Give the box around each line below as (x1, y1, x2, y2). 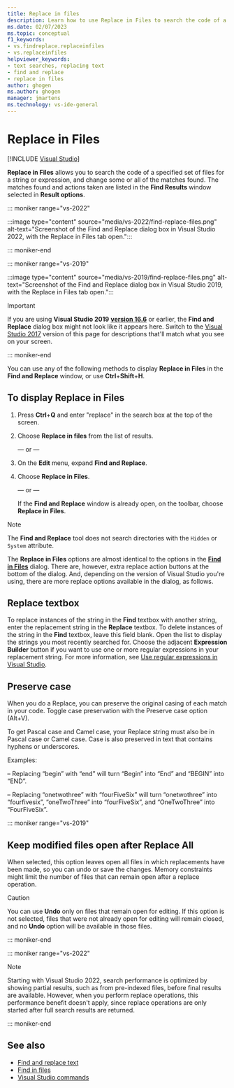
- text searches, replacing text (7, 62, 105, 69)
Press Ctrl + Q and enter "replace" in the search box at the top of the (17, 410, 213, 419)
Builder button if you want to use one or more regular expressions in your (7, 645, 219, 654)
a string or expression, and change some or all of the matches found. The (7, 176, 219, 184)
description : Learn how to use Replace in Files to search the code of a (7, 17, 227, 24)
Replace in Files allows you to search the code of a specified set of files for (7, 168, 225, 176)
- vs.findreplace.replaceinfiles (7, 43, 105, 50)
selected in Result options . (7, 190, 85, 199)
